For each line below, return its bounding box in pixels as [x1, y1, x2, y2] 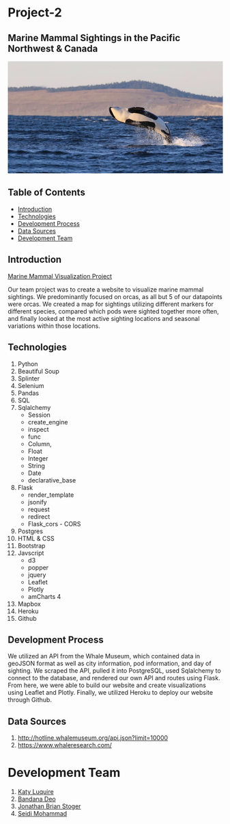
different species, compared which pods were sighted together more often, [8, 307, 219, 316]
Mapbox [17, 600, 42, 608]
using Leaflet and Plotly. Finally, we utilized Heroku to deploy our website [8, 688, 214, 697]
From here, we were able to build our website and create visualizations [8, 681, 207, 689]
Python [17, 359, 38, 368]
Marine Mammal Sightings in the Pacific [8, 32, 181, 44]
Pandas [17, 389, 40, 397]
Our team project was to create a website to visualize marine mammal [8, 285, 204, 294]
